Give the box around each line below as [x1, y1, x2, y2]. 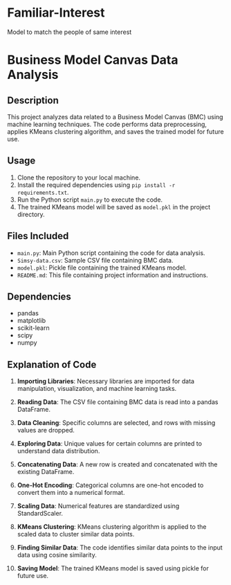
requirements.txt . [17, 188, 69, 196]
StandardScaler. [17, 509, 64, 518]
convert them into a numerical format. [17, 489, 125, 497]
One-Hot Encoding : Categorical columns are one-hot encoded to [17, 481, 204, 489]
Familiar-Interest [7, 5, 105, 21]
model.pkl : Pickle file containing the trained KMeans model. [17, 263, 187, 272]
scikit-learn [17, 324, 50, 332]
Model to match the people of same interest [7, 28, 132, 36]
